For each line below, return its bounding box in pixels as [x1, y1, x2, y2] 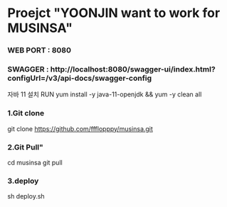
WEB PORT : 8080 [7, 45, 72, 55]
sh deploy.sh [7, 192, 45, 201]
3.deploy [7, 176, 39, 186]
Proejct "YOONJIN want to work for [7, 5, 221, 21]
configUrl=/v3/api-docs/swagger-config [7, 73, 152, 83]
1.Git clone [7, 108, 45, 118]
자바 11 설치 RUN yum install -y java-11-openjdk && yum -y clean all [7, 90, 202, 99]
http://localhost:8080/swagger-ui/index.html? [50, 65, 216, 74]
